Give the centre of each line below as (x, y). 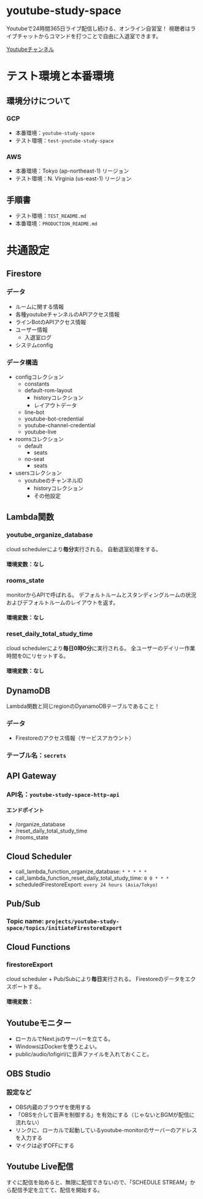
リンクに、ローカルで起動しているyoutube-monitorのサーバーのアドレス (106, 1130)
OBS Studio (29, 1074)
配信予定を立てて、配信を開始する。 (57, 1190)
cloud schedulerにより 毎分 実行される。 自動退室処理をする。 (84, 549)
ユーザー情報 (31, 330)
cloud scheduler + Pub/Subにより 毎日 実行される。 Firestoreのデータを (96, 979)
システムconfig (34, 345)
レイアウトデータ (55, 405)
